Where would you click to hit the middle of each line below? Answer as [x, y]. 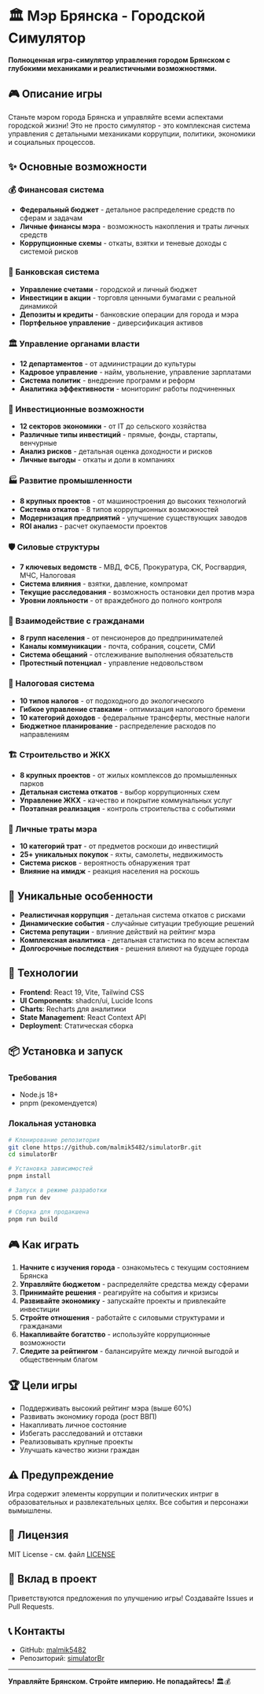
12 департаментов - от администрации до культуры [108, 364]
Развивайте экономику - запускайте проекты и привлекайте [123, 1301]
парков [32, 783]
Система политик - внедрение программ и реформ [107, 380]
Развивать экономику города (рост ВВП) [88, 1417]
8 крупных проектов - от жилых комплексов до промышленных [128, 775]
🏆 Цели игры [43, 1385]
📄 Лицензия [38, 1535]
